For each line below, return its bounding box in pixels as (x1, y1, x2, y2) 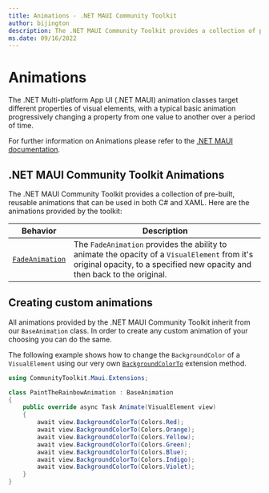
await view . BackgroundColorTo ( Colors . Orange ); (37, 426, 195, 434)
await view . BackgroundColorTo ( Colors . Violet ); (37, 463, 195, 471)
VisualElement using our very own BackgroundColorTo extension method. (8, 358, 247, 368)
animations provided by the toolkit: (8, 206, 122, 216)
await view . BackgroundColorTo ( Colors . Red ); (37, 418, 184, 426)
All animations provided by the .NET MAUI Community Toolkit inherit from (8, 317, 251, 327)
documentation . (8, 145, 61, 155)
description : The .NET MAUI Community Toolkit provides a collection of (8, 26, 256, 34)
